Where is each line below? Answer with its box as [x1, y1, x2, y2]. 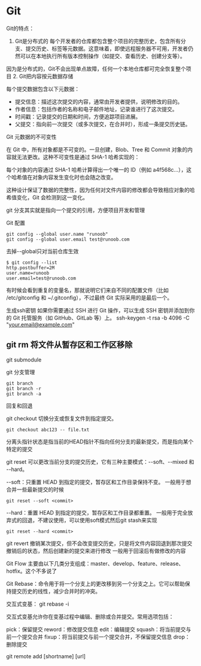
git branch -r [6, 385, 42, 391]
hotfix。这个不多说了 [6, 567, 57, 574]
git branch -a [6, 391, 42, 397]
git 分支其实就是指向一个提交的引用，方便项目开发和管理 [6, 206, 145, 214]
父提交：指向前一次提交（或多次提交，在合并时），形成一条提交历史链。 [14, 120, 191, 127]
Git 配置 [6, 219, 26, 226]
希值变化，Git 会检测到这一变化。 [6, 193, 89, 201]
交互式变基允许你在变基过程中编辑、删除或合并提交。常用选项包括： [6, 613, 174, 620]
